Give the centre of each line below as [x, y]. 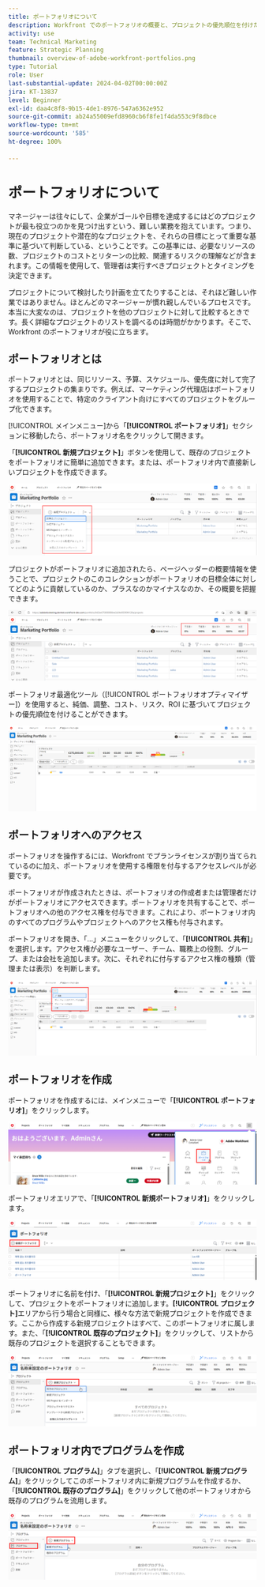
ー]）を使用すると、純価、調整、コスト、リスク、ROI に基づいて [112, 704]
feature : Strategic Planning [56, 50]
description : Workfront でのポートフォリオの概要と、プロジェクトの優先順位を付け [131, 25]
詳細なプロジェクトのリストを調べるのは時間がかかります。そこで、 [145, 322]
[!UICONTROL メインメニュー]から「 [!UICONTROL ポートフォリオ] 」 [120, 426]
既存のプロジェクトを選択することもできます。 [84, 1343]
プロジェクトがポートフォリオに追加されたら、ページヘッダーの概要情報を [129, 568]
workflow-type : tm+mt [44, 125]
